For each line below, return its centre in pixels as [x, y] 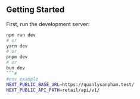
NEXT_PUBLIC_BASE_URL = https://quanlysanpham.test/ [70, 84]
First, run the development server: [48, 24]
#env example [22, 79]
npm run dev [21, 35]
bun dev [16, 68]
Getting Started [35, 10]
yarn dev [17, 46]
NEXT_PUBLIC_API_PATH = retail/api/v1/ [53, 90]
